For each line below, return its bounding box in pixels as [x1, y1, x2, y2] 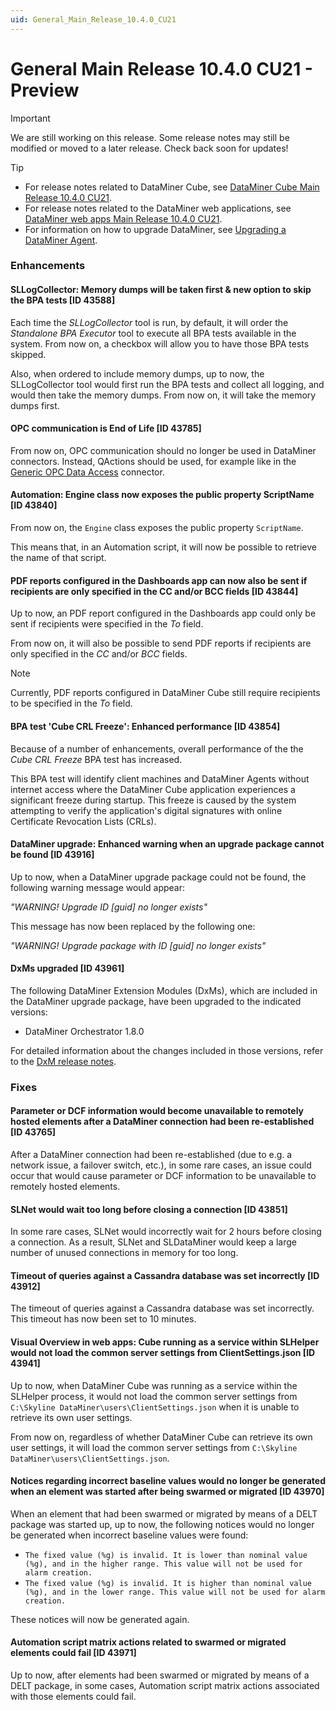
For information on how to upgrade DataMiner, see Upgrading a [24, 223, 287, 235]
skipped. [10, 348, 47, 360]
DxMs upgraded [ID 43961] [10, 962, 125, 975]
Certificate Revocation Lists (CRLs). [10, 815, 157, 827]
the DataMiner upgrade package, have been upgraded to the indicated [10, 995, 302, 1007]
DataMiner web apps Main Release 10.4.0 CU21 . [24, 212, 223, 225]
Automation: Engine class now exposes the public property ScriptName [10, 489, 315, 501]
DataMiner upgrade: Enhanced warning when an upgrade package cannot [10, 838, 325, 850]
